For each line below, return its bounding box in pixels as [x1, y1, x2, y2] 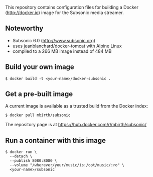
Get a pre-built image [5, 90, 73, 99]
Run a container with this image [5, 136, 106, 145]
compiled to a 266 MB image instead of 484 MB [12, 48, 112, 54]
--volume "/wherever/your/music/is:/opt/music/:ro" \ [10, 163, 124, 168]
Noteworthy [5, 24, 44, 33]
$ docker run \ [5, 149, 37, 155]
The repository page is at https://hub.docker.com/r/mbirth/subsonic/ [5, 122, 147, 128]
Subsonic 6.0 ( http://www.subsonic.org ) [12, 37, 96, 43]
